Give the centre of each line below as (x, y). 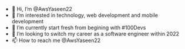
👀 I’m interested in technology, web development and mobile (85, 15)
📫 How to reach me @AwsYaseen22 (56, 40)
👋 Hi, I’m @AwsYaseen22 (42, 9)
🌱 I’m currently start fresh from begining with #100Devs (79, 27)
